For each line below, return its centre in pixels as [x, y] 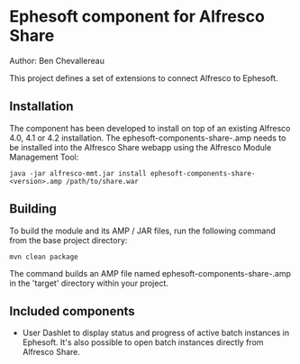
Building [33, 209]
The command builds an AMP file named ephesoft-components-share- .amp [150, 273]
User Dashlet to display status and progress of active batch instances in [156, 333]
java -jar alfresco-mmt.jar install [78, 173]
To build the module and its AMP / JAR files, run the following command [143, 231]
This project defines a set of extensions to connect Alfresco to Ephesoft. [144, 77]
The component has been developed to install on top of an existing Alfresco [150, 128]
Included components [72, 311]
